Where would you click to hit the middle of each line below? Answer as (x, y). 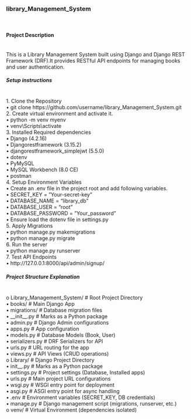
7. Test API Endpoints (32, 257)
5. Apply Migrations (29, 226)
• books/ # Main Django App (40, 304)
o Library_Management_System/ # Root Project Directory (74, 298)
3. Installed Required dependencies (49, 132)
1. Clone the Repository (34, 101)
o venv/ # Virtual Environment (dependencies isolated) (72, 410)
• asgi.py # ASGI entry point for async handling (63, 391)
